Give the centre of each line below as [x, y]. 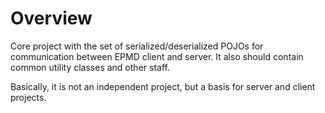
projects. [28, 97]
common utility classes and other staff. [90, 67]
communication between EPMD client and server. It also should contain [157, 56]
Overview [51, 18]
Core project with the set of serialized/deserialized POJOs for [137, 46]
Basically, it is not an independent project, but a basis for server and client [163, 86]
